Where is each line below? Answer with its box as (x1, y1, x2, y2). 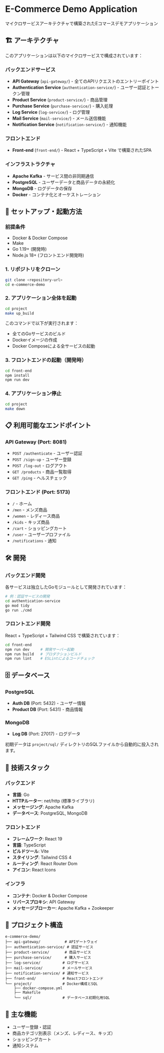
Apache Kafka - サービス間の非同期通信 (12, 173, 95, 179)
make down (5, 406, 26, 411)
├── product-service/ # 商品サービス (5, 950, 91, 955)
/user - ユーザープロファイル (12, 531, 71, 537)
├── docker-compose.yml (14, 986, 63, 991)
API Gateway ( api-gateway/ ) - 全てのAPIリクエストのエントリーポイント (12, 78, 159, 85)
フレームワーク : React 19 (12, 836, 63, 842)
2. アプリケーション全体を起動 (5, 295, 77, 302)
